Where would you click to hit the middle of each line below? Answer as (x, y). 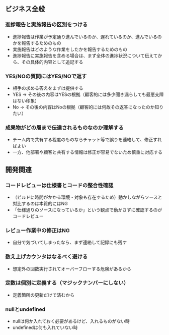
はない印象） (26, 100)
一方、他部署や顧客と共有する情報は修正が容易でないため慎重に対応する (87, 152)
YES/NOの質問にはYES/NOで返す (46, 76)
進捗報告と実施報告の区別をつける (47, 25)
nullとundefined (25, 309)
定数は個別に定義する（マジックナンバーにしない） (67, 283)
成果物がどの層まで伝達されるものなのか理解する (65, 128)
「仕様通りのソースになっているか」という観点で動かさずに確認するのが (87, 210)
